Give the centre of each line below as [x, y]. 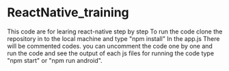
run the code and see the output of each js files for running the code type [110, 53]
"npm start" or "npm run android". [55, 60]
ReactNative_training [68, 13]
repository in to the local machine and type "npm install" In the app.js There [113, 38]
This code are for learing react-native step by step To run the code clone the [115, 31]
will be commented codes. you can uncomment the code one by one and [110, 46]
